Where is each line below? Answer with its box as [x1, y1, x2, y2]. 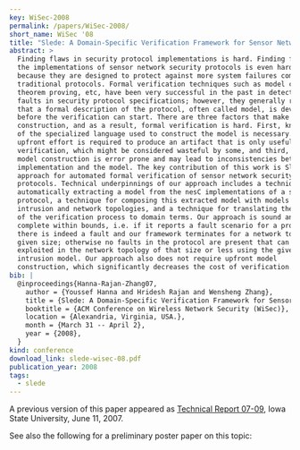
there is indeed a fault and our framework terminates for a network [17, 229, 281, 238]
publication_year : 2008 [9, 362, 98, 371]
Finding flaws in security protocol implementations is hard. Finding [17, 55, 286, 64]
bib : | [9, 271, 34, 280]
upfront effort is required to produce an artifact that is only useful [17, 138, 294, 147]
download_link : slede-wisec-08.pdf [9, 354, 142, 363]
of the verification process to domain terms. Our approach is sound [17, 212, 281, 222]
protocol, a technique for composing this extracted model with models [17, 196, 290, 206]
